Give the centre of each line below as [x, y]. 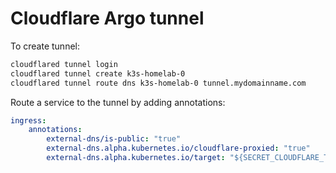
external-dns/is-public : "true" [114, 139]
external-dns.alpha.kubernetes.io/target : [136, 158]
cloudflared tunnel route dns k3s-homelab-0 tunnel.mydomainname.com [158, 83]
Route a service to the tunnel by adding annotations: [118, 102]
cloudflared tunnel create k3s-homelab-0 [98, 73]
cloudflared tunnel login [64, 64]
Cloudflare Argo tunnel [107, 18]
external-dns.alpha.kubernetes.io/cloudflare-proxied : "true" [178, 148]
